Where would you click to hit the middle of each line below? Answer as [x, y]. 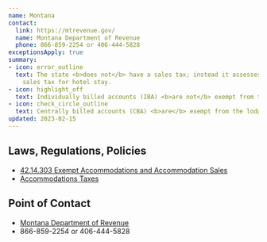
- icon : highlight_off [46, 89]
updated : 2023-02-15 [43, 119]
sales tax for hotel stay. [67, 82]
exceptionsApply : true [46, 52]
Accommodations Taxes [59, 179]
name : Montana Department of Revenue [78, 38]
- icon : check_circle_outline [58, 104]
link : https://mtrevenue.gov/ [65, 30]
